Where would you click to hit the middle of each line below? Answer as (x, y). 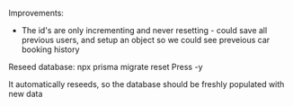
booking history (50, 49)
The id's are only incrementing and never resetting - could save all (144, 30)
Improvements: (36, 13)
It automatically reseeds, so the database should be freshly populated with (146, 84)
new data (26, 94)
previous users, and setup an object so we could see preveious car (146, 40)
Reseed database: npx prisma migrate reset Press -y (106, 67)
